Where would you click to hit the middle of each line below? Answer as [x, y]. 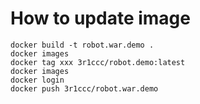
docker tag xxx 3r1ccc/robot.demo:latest [98, 62]
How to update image [100, 18]
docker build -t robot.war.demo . [82, 45]
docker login [37, 80]
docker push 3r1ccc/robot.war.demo [84, 88]
